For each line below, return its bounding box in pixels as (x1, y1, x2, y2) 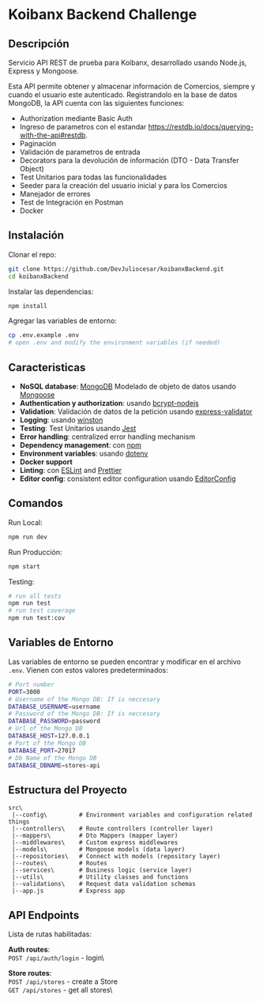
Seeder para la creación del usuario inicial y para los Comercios (19, 181, 227, 190)
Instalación (8, 229, 65, 242)
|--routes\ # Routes (11, 859, 108, 868)
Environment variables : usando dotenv (19, 448, 148, 458)
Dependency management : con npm (19, 441, 142, 449)
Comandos (8, 497, 63, 510)
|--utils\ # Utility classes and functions (11, 873, 190, 881)
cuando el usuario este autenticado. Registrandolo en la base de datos (8, 90, 238, 99)
